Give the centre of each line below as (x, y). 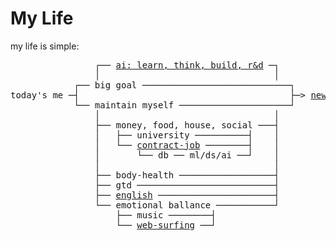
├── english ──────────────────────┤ (187, 195)
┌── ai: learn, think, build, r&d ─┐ (187, 65)
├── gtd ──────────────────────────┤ (187, 185)
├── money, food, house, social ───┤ (187, 125)
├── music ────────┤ (166, 215)
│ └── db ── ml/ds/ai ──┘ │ (187, 155)
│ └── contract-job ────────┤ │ (187, 145)
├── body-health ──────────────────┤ (187, 175)
